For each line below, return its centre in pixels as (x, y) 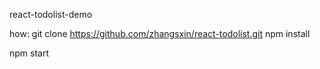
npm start (29, 53)
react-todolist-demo (51, 14)
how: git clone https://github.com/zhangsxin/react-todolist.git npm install (160, 33)
